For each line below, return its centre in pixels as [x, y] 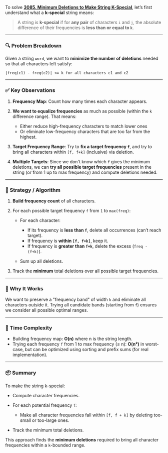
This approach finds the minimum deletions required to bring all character [82, 439]
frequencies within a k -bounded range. [45, 445]
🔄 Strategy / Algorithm [33, 190]
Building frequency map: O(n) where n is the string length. [72, 339]
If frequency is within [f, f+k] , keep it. [68, 241]
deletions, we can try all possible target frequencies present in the [82, 167]
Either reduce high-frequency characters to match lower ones [83, 126]
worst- [152, 344]
